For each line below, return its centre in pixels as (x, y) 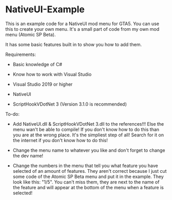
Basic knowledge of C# (37, 64)
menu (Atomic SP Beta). (31, 34)
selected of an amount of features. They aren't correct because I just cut (90, 171)
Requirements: (21, 54)
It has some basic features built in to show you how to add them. (74, 44)
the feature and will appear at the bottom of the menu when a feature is (88, 187)
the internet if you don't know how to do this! (60, 140)
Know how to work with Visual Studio (52, 74)
